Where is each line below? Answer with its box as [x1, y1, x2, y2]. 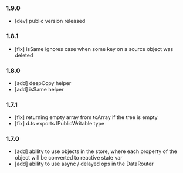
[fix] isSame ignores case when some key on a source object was [14, 45, 174, 52]
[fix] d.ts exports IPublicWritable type [14, 120, 105, 127]
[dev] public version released [14, 18, 86, 25]
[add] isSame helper [14, 86, 64, 93]
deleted [14, 52, 33, 59]
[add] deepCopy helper [14, 79, 72, 86]
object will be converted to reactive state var [14, 154, 123, 161]
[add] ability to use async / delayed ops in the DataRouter [14, 160, 154, 168]
